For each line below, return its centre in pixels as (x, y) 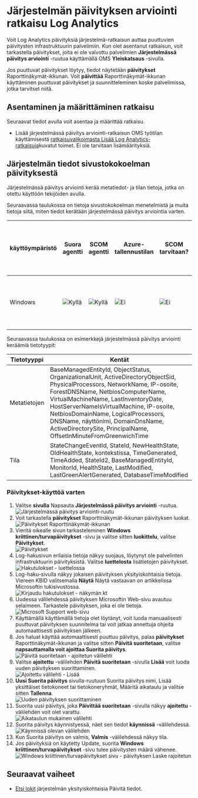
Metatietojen (27, 403)
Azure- (134, 244)
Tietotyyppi (27, 360)
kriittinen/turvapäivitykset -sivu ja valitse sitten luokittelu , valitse (95, 536)
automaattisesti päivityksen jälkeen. (58, 630)
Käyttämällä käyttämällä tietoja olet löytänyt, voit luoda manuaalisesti (98, 618)
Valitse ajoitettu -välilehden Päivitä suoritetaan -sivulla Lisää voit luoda (102, 662)
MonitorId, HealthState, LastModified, (101, 467)
